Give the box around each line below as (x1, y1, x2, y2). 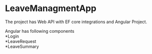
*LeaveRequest (5, 38, 36, 44)
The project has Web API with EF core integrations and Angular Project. (5, 19, 148, 25)
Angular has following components (5, 28, 75, 34)
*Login (5, 33, 19, 39)
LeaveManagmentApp (5, 3, 97, 14)
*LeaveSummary (5, 43, 39, 49)
